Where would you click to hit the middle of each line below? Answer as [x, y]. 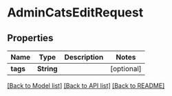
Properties [30, 38]
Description [84, 57]
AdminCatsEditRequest [75, 13]
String [47, 69]
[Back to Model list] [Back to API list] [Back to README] [86, 86]
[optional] [126, 69]
